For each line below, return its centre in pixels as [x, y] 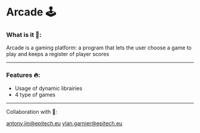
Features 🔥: [23, 75]
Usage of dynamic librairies [49, 88]
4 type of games [35, 94]
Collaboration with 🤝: [32, 112]
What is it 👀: [24, 35]
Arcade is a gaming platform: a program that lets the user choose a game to [99, 48]
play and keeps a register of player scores [58, 54]
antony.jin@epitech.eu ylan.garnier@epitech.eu [64, 123]
